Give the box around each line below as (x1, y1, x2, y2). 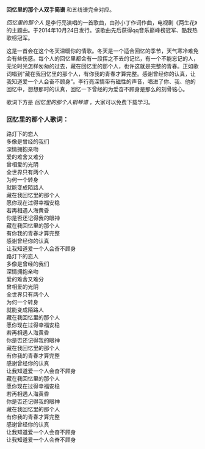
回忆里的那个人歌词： (6, 115, 69, 124)
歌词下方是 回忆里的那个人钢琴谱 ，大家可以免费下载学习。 (6, 98, 154, 106)
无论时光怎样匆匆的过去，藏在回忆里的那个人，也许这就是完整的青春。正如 (6, 62, 193, 70)
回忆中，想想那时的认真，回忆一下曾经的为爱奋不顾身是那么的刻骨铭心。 (6, 86, 188, 92)
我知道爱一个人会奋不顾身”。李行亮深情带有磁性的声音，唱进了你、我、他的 (6, 78, 196, 85)
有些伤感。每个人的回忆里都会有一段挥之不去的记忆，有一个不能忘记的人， (11, 55, 199, 62)
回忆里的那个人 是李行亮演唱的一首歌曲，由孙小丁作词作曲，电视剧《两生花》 (6, 19, 198, 26)
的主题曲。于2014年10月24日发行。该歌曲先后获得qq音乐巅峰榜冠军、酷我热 (6, 27, 198, 34)
